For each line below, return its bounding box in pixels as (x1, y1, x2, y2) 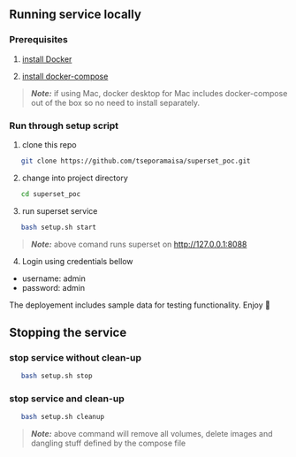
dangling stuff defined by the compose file (30, 438, 186, 449)
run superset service (21, 205, 98, 216)
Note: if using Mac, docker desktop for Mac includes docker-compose (30, 88, 288, 98)
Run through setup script (9, 119, 119, 132)
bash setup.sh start (20, 223, 97, 232)
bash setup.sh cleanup (20, 413, 104, 422)
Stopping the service (9, 325, 127, 339)
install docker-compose (21, 71, 109, 81)
